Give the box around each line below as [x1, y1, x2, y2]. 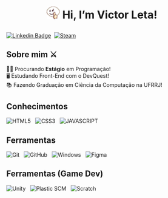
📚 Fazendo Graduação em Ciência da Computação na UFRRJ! [6, 81, 163, 89]
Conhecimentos [6, 101, 68, 112]
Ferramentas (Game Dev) [6, 169, 104, 179]
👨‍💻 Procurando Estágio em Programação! [6, 66, 111, 73]
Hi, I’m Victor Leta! [62, 8, 158, 22]
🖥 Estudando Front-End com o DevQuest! [6, 72, 109, 80]
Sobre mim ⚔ [6, 49, 58, 60]
